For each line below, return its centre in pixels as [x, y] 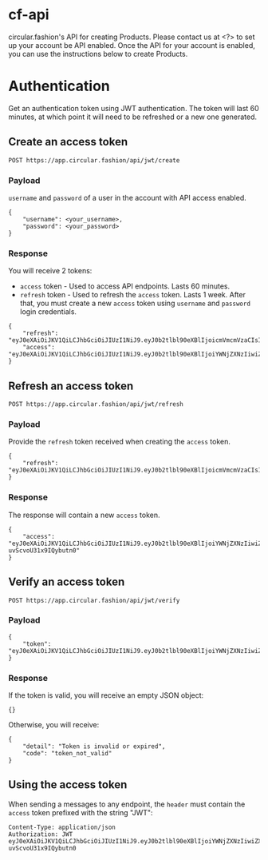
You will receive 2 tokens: [50, 271]
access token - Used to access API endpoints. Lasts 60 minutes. [124, 286]
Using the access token [68, 785]
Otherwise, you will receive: [54, 725]
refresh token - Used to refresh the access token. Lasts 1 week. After [132, 295]
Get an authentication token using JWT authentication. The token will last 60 [134, 108]
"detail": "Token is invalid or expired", [94, 747]
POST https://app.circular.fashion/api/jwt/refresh [96, 404]
